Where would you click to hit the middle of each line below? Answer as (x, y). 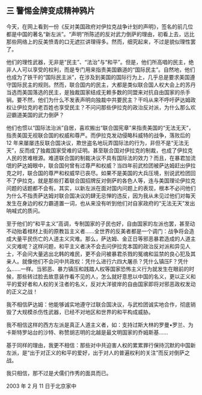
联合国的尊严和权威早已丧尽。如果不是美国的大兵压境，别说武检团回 (111, 173)
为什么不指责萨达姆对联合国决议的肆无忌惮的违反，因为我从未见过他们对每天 (101, 196)
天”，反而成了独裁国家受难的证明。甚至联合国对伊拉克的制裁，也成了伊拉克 (100, 150)
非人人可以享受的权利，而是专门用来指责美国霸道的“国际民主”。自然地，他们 (101, 69)
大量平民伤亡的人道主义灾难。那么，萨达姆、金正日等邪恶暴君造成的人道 (101, 239)
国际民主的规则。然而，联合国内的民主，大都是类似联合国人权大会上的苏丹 (103, 85)
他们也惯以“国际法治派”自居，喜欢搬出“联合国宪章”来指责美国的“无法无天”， (100, 127)
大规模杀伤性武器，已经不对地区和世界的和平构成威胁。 (85, 312)
